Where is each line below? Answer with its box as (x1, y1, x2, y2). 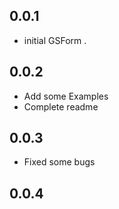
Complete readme (23, 100, 99, 113)
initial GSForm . (23, 34, 87, 46)
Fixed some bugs (23, 156, 96, 168)
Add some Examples (23, 90, 109, 102)
